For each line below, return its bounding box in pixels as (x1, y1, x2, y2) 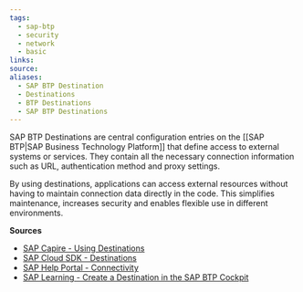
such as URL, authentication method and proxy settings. (9, 161, 221, 172)
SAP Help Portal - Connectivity (22, 262, 140, 274)
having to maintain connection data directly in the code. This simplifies (9, 188, 276, 199)
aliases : (9, 73, 43, 82)
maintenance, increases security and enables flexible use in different (9, 198, 268, 209)
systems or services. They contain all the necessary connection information (9, 151, 295, 162)
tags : (9, 13, 30, 23)
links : (9, 56, 35, 65)
